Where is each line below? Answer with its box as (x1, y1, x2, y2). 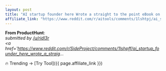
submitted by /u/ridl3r (5, 35, 49, 41)
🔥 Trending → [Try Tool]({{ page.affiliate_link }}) (5, 60, 103, 67)
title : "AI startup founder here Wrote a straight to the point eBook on (5, 12, 161, 17)
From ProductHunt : (5, 30, 45, 36)
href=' (5, 45, 18, 52)
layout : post (5, 7, 32, 12)
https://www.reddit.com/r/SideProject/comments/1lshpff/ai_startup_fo (17, 45, 160, 52)
